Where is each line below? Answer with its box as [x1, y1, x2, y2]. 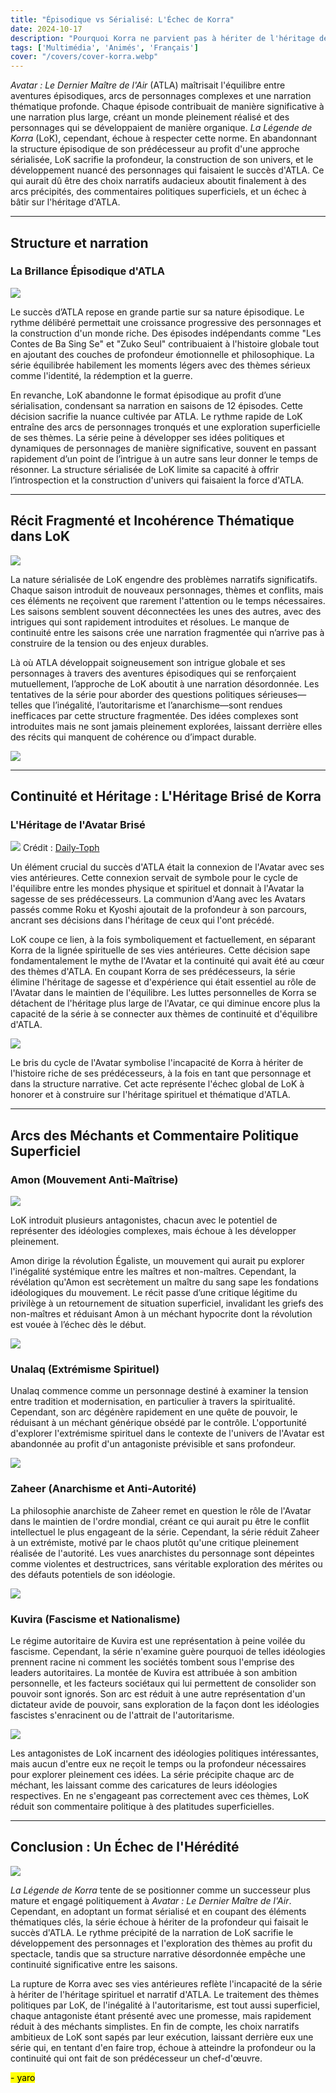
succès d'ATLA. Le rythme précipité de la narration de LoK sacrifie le [10, 1926, 294, 1938]
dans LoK [10, 528, 71, 545]
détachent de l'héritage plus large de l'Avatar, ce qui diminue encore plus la [10, 997, 321, 1010]
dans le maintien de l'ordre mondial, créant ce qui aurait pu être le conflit [10, 1515, 310, 1527]
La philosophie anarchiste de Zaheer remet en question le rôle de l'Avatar [10, 1504, 312, 1516]
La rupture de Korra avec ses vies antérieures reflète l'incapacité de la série [10, 1977, 323, 1990]
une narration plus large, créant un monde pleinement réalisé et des [10, 111, 290, 123]
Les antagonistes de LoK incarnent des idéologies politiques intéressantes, [10, 1747, 320, 1759]
